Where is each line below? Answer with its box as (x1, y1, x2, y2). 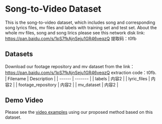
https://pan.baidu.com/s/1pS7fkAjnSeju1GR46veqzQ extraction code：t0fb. (5, 70, 157, 75)
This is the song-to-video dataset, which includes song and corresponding (5, 19, 155, 25)
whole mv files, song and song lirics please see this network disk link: (5, 30, 145, 35)
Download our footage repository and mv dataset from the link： (5, 63, 135, 69)
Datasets (5, 50, 33, 58)
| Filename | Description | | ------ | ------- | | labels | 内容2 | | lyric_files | (5, 75, 150, 81)
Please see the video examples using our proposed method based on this (5, 109, 153, 115)
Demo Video (5, 96, 43, 105)
